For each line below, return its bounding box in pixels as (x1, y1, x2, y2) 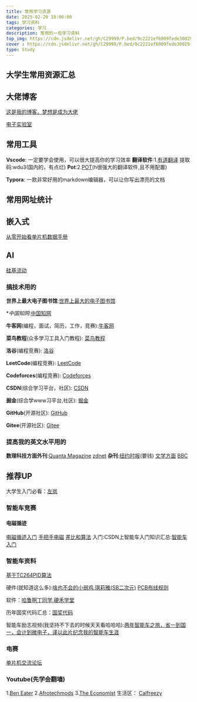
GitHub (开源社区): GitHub (6, 410, 68, 417)
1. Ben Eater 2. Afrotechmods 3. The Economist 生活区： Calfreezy (6, 690, 162, 697)
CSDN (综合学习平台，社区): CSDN (6, 384, 89, 391)
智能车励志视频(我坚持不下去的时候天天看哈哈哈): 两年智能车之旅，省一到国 (6, 621, 186, 628)
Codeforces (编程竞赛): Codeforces (6, 372, 91, 379)
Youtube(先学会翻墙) (6, 675, 66, 683)
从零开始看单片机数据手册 (6, 233, 68, 240)
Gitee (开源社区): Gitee (6, 422, 60, 429)
